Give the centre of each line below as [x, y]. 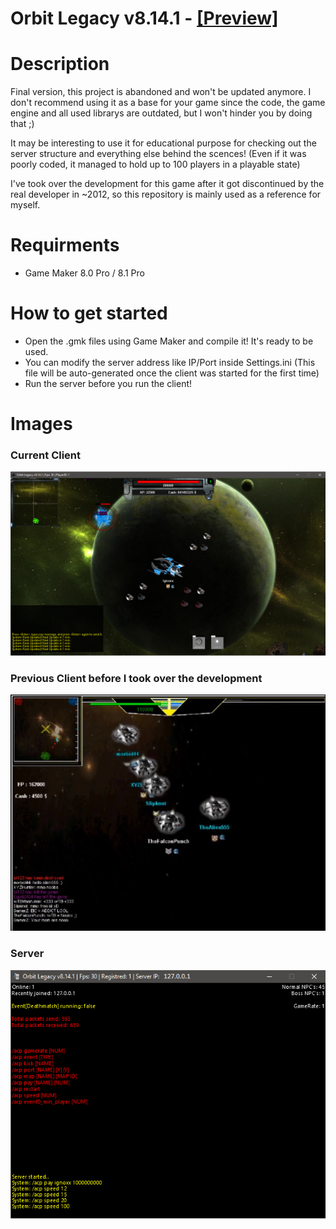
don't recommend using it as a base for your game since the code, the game [168, 103]
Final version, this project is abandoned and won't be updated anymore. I [161, 92]
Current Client [46, 455]
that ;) [22, 124]
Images [41, 424]
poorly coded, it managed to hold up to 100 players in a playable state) [155, 164]
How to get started [89, 313]
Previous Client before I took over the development [136, 678]
